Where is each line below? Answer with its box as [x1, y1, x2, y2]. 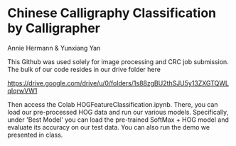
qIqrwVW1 [7, 86, 38, 95]
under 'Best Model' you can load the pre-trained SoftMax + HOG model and [7, 115, 230, 124]
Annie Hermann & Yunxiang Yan [7, 43, 101, 52]
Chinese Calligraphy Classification [7, 5, 217, 21]
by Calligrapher [7, 20, 101, 36]
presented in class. [7, 130, 63, 139]
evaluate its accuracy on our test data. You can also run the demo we [7, 122, 210, 131]
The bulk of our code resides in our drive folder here [7, 65, 161, 73]
